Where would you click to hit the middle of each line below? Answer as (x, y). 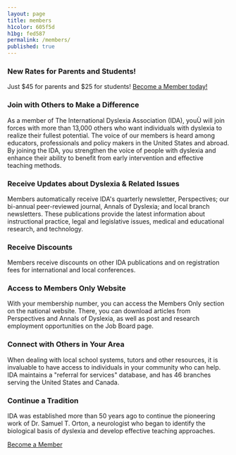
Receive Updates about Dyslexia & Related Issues (93, 183)
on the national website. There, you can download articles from (99, 311)
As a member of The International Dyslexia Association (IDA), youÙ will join (116, 120)
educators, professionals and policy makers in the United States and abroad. (118, 142)
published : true (31, 47)
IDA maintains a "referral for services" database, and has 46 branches (109, 375)
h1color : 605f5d (31, 27)
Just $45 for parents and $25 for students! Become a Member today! (107, 87)
